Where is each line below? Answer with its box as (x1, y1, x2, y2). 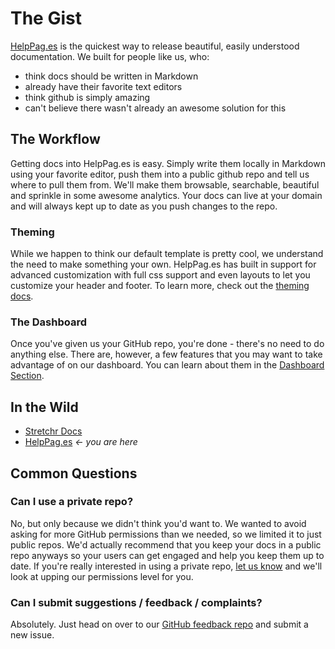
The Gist (10, 7, 82, 30)
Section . (10, 370, 45, 382)
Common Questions (10, 465, 138, 482)
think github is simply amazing (24, 91, 151, 103)
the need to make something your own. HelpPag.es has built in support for (10, 258, 317, 271)
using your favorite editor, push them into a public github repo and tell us (10, 168, 310, 180)
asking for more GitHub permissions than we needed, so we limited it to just (10, 528, 322, 540)
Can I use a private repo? (10, 495, 134, 509)
